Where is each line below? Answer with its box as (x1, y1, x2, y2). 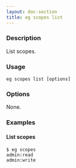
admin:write (6, 157, 36, 163)
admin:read (6, 152, 34, 158)
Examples (6, 118, 36, 127)
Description (6, 34, 41, 42)
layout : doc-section (6, 8, 58, 15)
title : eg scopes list (6, 14, 63, 20)
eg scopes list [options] (6, 76, 71, 83)
